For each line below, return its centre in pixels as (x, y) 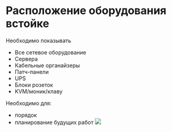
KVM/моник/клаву (39, 91)
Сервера (26, 59)
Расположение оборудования (86, 11)
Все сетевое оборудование (50, 52)
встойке (28, 24)
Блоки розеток (34, 85)
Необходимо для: (29, 103)
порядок (26, 115)
